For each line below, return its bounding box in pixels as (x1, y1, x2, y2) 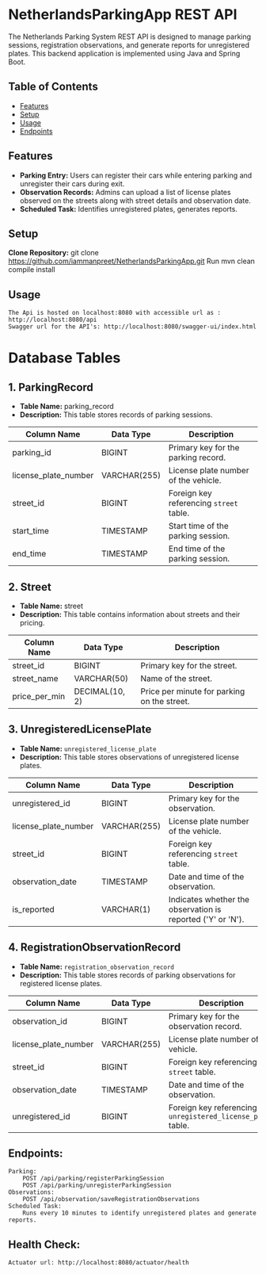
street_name (12, 673, 59, 683)
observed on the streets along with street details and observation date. (19, 196, 251, 205)
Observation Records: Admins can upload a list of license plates (19, 187, 231, 197)
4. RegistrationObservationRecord (8, 941, 181, 955)
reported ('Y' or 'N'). (169, 913, 245, 924)
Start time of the (169, 521, 230, 532)
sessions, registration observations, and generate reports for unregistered (8, 40, 250, 49)
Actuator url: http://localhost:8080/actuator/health (8, 1259, 190, 1267)
